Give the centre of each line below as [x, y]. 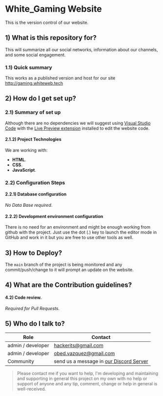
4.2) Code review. [23, 297]
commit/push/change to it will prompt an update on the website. [70, 270]
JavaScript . [24, 170]
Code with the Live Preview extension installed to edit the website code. [77, 128]
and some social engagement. [35, 55]
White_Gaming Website [54, 9]
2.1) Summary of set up [33, 112]
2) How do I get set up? [41, 99]
